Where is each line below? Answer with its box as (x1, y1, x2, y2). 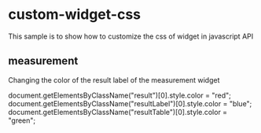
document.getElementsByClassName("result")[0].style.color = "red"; (8, 91, 232, 100)
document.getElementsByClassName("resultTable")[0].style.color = (8, 107, 228, 116)
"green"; (8, 116, 36, 125)
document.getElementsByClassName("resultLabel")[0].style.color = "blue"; (8, 98, 252, 108)
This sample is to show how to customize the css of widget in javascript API (8, 31, 254, 41)
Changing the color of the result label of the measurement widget (8, 75, 220, 84)
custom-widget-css (8, 6, 142, 24)
